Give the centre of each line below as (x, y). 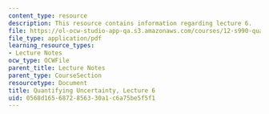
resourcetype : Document (48, 83)
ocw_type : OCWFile (39, 61)
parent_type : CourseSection (55, 75)
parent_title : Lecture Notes (57, 68)
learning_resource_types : (51, 46)
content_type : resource (48, 16)
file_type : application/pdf (55, 38)
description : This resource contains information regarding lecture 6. (130, 23)
